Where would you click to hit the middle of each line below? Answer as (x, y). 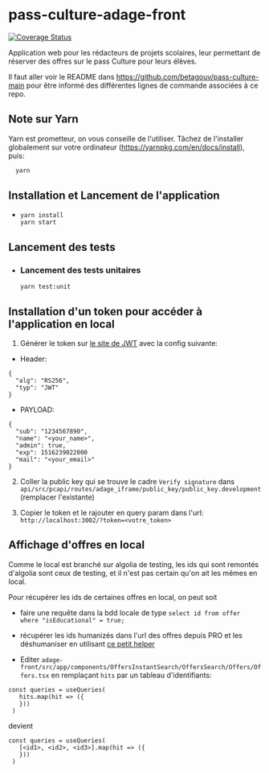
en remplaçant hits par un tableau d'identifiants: (131, 675)
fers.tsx (35, 676)
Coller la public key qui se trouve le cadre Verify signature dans (127, 481)
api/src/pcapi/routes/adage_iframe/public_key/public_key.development (141, 489)
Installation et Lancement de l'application (114, 196)
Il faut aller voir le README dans (61, 76)
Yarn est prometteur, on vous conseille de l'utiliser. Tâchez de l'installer (126, 138)
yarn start (38, 223)
